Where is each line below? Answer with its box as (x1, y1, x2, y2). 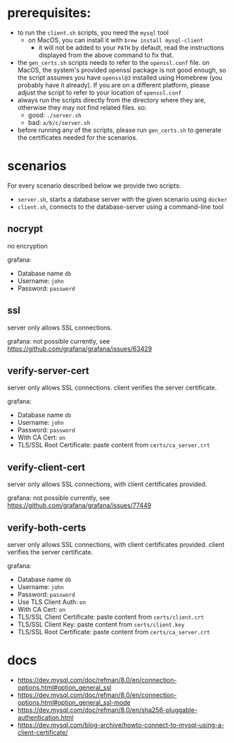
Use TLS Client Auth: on (17, 598, 86, 606)
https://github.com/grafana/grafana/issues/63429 (7, 344, 152, 353)
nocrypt (7, 223, 44, 235)
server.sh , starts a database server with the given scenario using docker (17, 195, 228, 203)
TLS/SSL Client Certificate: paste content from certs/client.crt (17, 612, 204, 621)
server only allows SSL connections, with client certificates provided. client (7, 540, 225, 548)
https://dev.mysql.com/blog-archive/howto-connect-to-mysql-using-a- (17, 720, 225, 729)
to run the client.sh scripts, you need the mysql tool (17, 28, 169, 37)
